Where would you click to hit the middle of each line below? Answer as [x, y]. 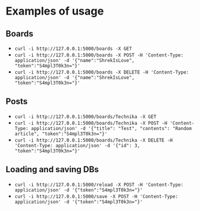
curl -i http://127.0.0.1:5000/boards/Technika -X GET [85, 117]
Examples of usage [55, 11]
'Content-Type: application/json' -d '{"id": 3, [77, 145]
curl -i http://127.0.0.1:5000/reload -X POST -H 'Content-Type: [99, 185]
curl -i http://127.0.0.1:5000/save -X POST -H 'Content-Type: [96, 196]
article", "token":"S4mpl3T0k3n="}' [61, 134]
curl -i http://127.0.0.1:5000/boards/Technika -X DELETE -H [94, 140]
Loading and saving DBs [52, 169]
